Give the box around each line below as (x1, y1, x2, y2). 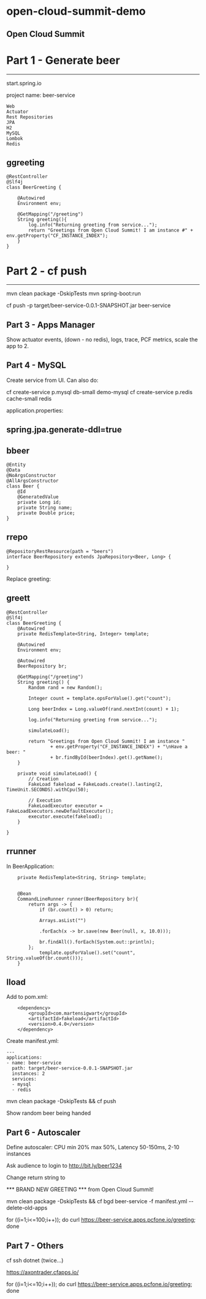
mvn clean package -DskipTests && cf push (6, 1098, 116, 1105)
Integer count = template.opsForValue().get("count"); (28, 695, 172, 701)
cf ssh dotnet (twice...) (6, 1257, 64, 1264)
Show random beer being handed (6, 1109, 91, 1117)
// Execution (28, 797, 62, 804)
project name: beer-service (6, 91, 75, 99)
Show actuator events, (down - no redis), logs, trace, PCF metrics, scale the (6, 336, 198, 343)
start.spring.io (6, 79, 42, 87)
